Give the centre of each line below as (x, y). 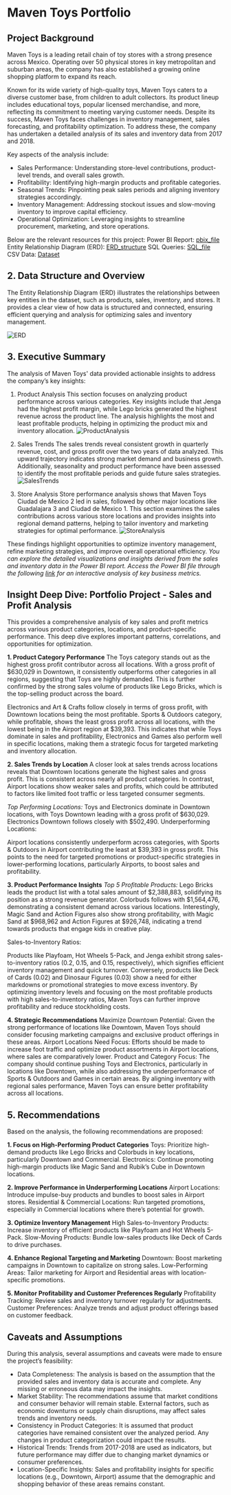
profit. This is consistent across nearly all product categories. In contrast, (111, 779)
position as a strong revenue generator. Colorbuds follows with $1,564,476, (113, 899)
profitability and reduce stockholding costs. (69, 1007)
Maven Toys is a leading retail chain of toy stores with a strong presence (110, 54)
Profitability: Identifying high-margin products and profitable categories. (119, 182)
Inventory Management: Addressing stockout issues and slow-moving (116, 204)
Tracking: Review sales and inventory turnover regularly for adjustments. (110, 1301)
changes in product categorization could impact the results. (102, 1440)
